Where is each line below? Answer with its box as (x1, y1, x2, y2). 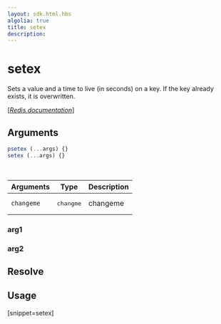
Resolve (7, 265, 44, 278)
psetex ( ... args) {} (7, 145, 69, 152)
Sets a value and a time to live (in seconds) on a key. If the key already (7, 85, 214, 93)
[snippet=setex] (7, 308, 54, 317)
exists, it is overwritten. (7, 92, 76, 100)
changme (56, 199, 82, 207)
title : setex (7, 23, 46, 31)
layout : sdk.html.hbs (7, 10, 72, 18)
